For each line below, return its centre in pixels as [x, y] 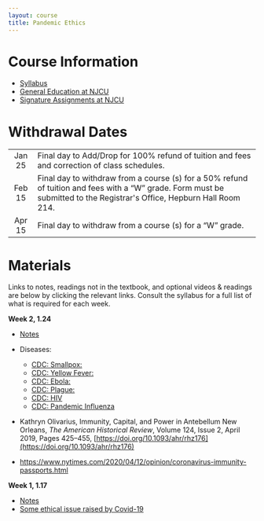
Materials [40, 265]
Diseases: [35, 350]
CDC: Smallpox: [57, 365]
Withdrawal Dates [68, 132]
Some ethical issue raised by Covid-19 [81, 509]
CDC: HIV [47, 398]
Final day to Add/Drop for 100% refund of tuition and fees [144, 156]
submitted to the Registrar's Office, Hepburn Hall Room [139, 198]
